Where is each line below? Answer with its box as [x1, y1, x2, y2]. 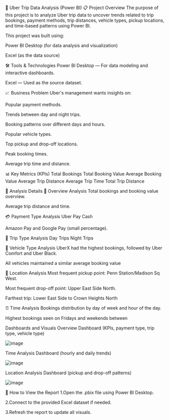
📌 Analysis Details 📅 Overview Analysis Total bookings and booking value [5, 188, 159, 194]
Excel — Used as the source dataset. [5, 80, 83, 85]
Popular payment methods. [5, 102, 62, 107]
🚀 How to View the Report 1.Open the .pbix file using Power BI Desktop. [5, 389, 154, 396]
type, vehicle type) [5, 331, 45, 336]
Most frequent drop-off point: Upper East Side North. [5, 285, 116, 291]
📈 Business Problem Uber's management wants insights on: [5, 90, 132, 96]
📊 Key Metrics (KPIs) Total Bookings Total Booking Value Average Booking [5, 171, 161, 177]
